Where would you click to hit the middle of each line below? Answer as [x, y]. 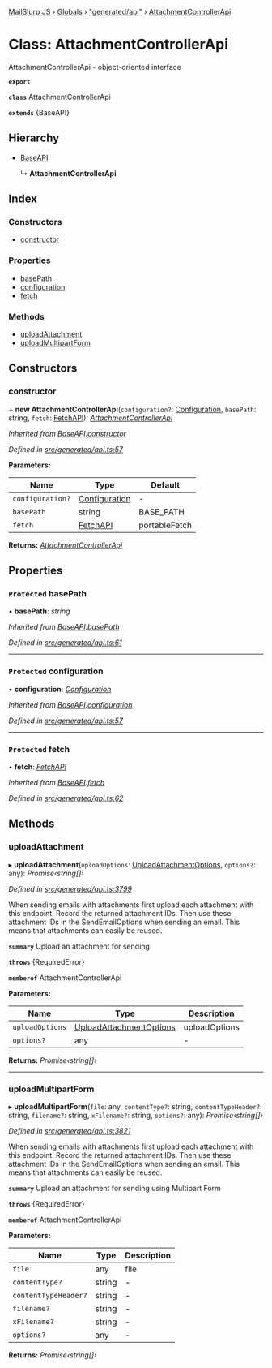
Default [166, 484]
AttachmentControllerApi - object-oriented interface [95, 67]
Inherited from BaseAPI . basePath [64, 627]
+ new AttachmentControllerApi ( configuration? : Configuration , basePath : [132, 409]
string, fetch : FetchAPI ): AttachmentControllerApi [91, 418]
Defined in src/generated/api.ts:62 [66, 798]
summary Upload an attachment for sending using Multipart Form [115, 1188]
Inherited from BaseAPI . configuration [70, 704]
